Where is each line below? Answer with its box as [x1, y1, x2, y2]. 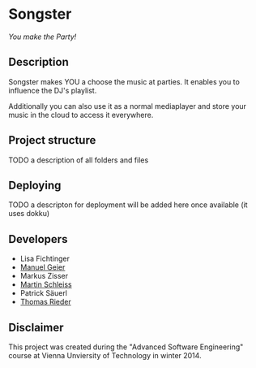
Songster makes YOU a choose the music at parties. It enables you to [8, 76, 241, 86]
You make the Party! [8, 32, 77, 41]
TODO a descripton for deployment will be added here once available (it [8, 200, 249, 210]
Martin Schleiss [19, 279, 72, 289]
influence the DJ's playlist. [8, 85, 97, 95]
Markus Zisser [19, 271, 69, 281]
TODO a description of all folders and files [8, 155, 149, 165]
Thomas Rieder [19, 297, 71, 307]
